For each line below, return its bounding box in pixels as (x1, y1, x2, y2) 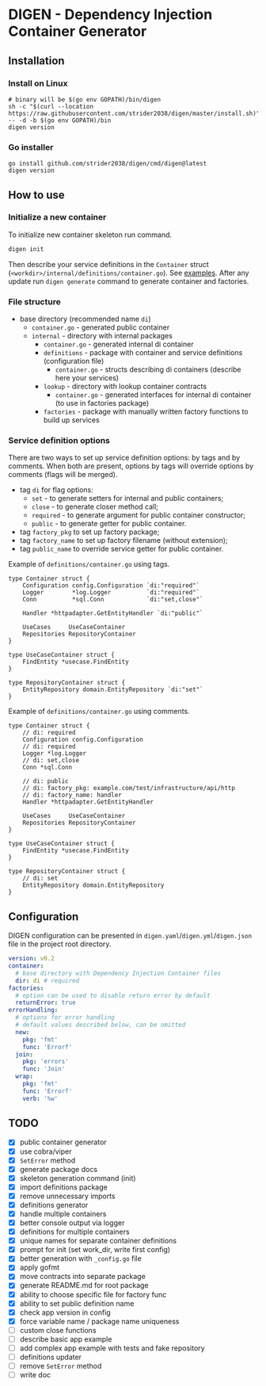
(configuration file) (43, 357, 104, 366)
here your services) (55, 373, 120, 383)
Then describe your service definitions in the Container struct (8, 259, 210, 269)
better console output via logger (19, 1218, 125, 1228)
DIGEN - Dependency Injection (8, 6, 213, 24)
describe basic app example (19, 1334, 112, 1344)
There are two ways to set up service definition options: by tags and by (8, 453, 241, 463)
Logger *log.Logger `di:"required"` (22, 589, 200, 597)
